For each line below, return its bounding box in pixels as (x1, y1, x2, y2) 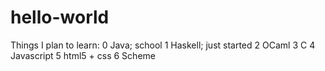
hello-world (10, 6, 110, 29)
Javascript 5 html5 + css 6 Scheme (10, 49, 156, 61)
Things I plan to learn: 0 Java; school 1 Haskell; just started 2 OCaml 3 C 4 (10, 39, 316, 51)
